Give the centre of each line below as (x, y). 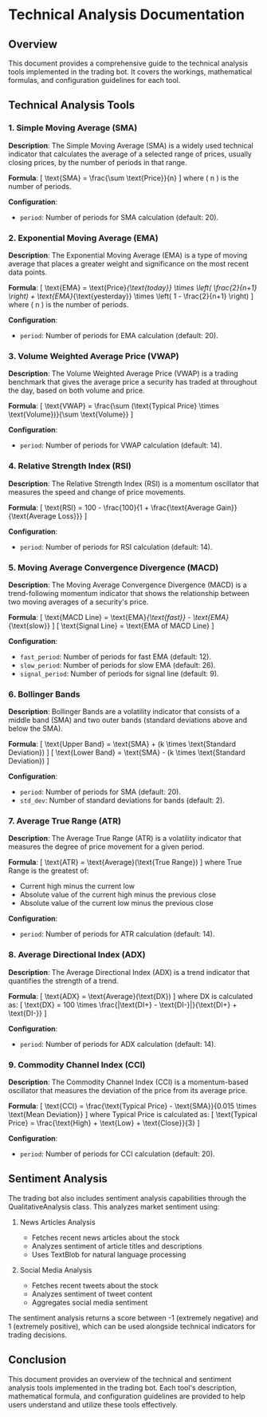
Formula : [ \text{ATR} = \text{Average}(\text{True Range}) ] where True (125, 862)
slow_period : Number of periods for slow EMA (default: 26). (118, 665)
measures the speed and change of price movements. (97, 491)
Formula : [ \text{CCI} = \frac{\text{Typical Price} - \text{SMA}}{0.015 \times (132, 1106)
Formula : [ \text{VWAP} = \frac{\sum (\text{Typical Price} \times (114, 406)
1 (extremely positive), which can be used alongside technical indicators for (132, 1326)
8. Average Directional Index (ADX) (77, 955)
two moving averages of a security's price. (79, 602)
